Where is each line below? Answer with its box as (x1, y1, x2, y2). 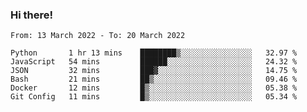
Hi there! (10, 8, 54, 22)
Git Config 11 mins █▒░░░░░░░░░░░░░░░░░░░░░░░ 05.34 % (10, 92, 298, 102)
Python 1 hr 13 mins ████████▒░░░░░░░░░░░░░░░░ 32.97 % (10, 48, 298, 58)
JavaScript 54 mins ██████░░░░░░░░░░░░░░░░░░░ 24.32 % (10, 57, 298, 67)
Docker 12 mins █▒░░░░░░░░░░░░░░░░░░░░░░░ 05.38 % (10, 83, 298, 93)
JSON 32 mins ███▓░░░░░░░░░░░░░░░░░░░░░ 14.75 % (10, 66, 298, 76)
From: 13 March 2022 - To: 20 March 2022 (10, 31, 186, 41)
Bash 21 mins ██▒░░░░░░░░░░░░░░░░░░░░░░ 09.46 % (10, 74, 298, 85)
